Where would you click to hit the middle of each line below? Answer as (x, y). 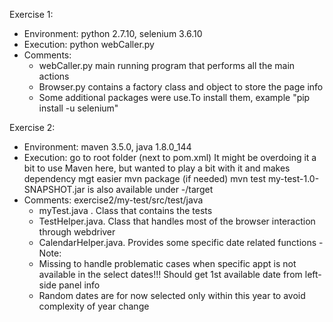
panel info (79, 285)
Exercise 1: (31, 14)
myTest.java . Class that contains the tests (125, 210)
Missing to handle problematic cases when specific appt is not (167, 263)
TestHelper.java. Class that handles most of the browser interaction (177, 221)
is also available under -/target (150, 189)
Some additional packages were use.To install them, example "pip (174, 97)
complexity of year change (94, 306)
